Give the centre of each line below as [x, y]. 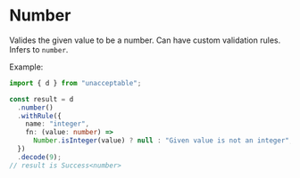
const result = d [42, 99]
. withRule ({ [40, 116]
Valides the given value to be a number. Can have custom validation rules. [145, 40]
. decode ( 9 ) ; [40, 157]
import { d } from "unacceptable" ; [75, 83]
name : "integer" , [58, 124]
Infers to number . [39, 49]
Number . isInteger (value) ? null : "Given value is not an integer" [161, 141]
